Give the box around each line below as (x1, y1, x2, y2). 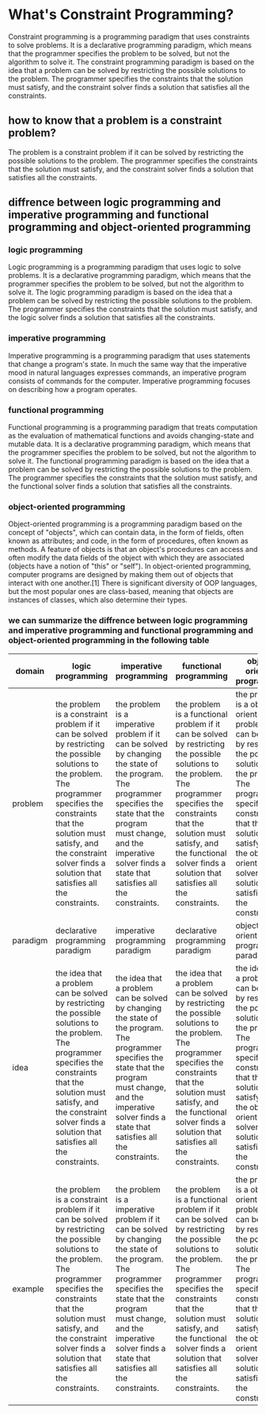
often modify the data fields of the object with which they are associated (8, 553, 245, 563)
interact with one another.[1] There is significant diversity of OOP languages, (8, 578, 257, 588)
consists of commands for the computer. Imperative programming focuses (8, 376, 251, 386)
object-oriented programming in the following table (8, 635, 210, 646)
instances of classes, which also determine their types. (8, 595, 188, 605)
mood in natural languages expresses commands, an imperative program (8, 368, 247, 377)
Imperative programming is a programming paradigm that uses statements (8, 351, 251, 360)
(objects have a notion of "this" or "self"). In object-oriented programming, (8, 561, 252, 571)
